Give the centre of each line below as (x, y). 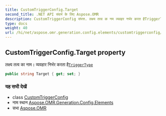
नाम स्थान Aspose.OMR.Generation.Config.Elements (63, 102)
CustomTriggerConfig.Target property (65, 53)
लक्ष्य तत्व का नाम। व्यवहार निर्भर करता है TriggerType (49, 64)
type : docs (16, 23)
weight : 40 (16, 28)
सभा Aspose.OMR (29, 108)
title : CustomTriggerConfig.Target (42, 10)
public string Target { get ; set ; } (43, 74)
